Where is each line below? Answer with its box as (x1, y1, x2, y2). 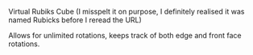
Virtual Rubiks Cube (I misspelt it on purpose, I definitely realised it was (8, 7, 245, 16)
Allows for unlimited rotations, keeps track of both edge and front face (8, 31, 242, 40)
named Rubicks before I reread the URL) (8, 15, 143, 25)
